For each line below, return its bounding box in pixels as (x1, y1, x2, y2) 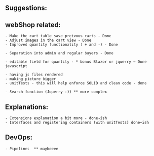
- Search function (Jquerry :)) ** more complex (5, 89, 107, 95)
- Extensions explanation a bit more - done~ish (5, 116, 107, 121)
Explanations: (5, 103, 48, 111)
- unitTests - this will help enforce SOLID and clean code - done (5, 81, 147, 86)
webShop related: (5, 21, 61, 29)
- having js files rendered (5, 72, 63, 78)
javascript (5, 64, 28, 69)
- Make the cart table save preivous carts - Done (5, 34, 112, 39)
